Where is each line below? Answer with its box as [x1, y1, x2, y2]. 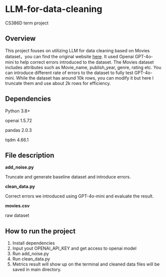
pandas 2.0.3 [5, 127, 32, 133]
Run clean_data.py [12, 256, 51, 262]
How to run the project [5, 227, 76, 235]
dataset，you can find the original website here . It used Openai [5, 53, 134, 59]
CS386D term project [5, 20, 49, 26]
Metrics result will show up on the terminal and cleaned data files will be [12, 261, 160, 267]
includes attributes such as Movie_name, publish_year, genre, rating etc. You [5, 64, 162, 70]
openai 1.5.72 [5, 117, 32, 123]
